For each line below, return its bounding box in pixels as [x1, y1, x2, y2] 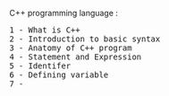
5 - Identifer [9, 61, 72, 71]
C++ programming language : [9, 8, 119, 18]
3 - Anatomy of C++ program [9, 43, 132, 53]
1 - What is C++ [9, 25, 80, 35]
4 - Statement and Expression [9, 52, 142, 62]
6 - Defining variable [9, 70, 109, 80]
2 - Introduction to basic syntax [9, 34, 161, 44]
